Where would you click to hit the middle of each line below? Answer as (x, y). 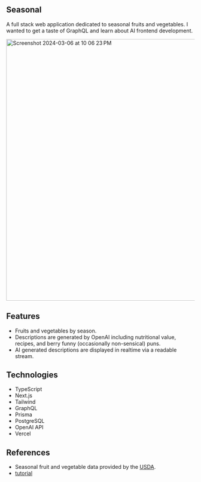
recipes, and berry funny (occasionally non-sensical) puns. (88, 343)
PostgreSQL (30, 421)
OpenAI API (29, 428)
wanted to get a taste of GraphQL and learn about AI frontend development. (100, 30)
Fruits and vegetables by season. (56, 331)
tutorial (24, 473)
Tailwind (25, 402)
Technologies (32, 375)
